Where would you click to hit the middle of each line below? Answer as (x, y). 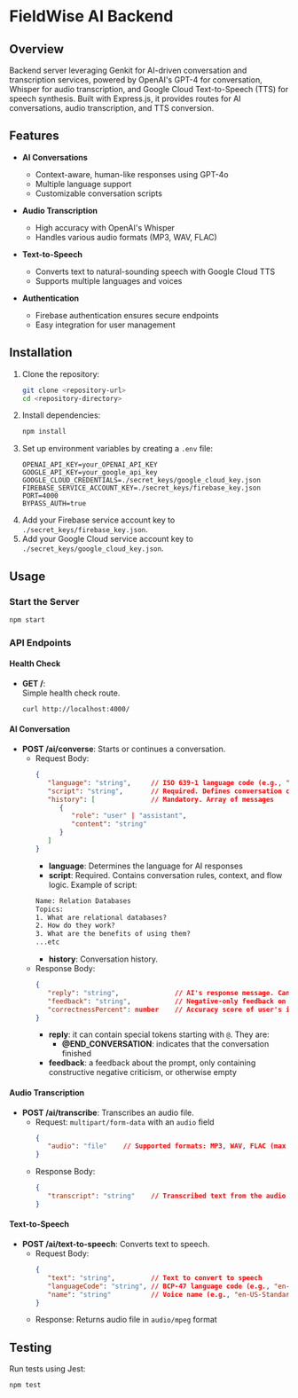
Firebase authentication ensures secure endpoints (127, 315)
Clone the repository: (61, 373)
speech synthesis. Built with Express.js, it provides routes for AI (125, 98)
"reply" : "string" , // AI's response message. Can (169, 993)
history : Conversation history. (103, 959)
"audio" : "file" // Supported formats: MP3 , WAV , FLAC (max (167, 1146)
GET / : (34, 683)
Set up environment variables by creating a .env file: (118, 449)
